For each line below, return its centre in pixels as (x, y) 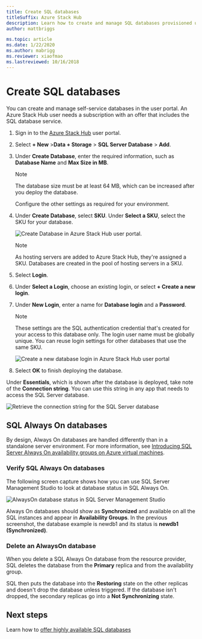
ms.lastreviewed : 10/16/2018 (43, 62)
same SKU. (29, 347)
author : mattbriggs (31, 29)
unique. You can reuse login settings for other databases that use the (100, 341)
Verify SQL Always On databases (56, 468)
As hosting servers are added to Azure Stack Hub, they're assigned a (100, 257)
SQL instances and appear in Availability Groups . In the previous (87, 517)
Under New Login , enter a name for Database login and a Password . (100, 304)
